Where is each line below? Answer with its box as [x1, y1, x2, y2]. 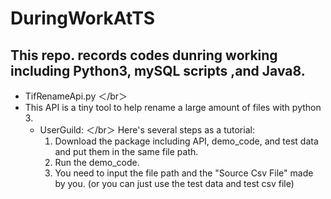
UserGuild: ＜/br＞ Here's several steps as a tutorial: [39, 124, 255, 136]
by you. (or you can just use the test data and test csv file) [54, 178, 295, 189]
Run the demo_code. [54, 157, 140, 168]
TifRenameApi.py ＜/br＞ [24, 90, 128, 102]
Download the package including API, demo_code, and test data [54, 135, 319, 147]
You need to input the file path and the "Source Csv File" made [54, 167, 314, 179]
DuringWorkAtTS [10, 7, 156, 30]
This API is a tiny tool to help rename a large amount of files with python [24, 102, 322, 113]
